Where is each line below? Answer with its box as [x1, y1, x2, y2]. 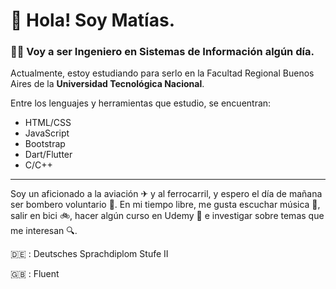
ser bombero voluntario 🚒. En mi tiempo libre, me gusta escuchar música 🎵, [10, 199, 321, 211]
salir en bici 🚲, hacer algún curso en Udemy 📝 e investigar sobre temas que [10, 210, 325, 222]
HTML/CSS [24, 117, 72, 129]
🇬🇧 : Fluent [10, 268, 60, 280]
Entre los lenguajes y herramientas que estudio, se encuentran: [10, 97, 272, 109]
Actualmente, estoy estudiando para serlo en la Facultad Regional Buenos [10, 67, 315, 79]
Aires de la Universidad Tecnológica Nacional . [10, 78, 205, 90]
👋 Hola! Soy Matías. [10, 9, 175, 32]
